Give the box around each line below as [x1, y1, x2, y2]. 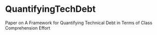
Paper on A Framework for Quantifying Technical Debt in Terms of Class [5, 20, 153, 26]
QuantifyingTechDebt [5, 3, 96, 15]
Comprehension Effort [5, 25, 51, 31]
